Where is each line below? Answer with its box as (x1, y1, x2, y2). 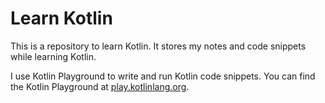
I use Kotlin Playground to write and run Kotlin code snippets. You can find (10, 70, 316, 82)
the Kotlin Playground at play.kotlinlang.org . (10, 80, 190, 92)
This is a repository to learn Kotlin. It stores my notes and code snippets (10, 40, 307, 52)
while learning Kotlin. (10, 50, 97, 62)
